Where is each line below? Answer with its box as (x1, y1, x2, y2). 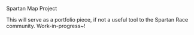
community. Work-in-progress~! (6, 23, 86, 29)
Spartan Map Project (6, 5, 57, 12)
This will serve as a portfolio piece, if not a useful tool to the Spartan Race (6, 16, 189, 23)
